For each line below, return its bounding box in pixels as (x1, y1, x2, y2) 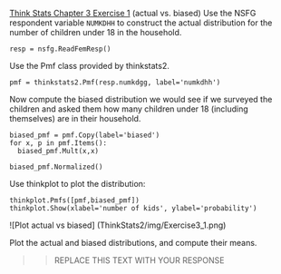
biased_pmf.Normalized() (9, 162, 103, 171)
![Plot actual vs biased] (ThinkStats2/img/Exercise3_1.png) (9, 220, 227, 230)
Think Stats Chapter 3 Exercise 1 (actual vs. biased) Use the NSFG (9, 8, 257, 18)
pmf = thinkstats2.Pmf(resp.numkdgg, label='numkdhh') (9, 78, 221, 87)
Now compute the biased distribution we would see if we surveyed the (9, 94, 273, 104)
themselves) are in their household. (9, 113, 141, 123)
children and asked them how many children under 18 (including (9, 103, 249, 114)
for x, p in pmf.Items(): (9, 139, 107, 148)
